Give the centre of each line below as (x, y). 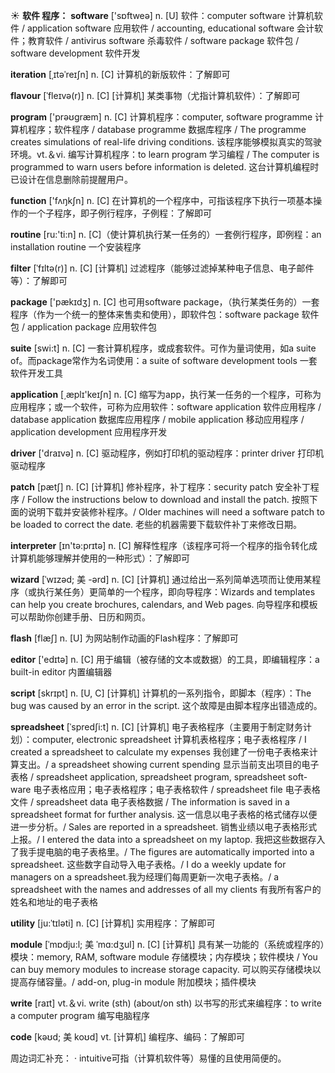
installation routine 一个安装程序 (76, 247)
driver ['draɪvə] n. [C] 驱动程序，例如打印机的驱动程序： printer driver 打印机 (167, 453)
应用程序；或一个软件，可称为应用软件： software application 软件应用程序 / (166, 407)
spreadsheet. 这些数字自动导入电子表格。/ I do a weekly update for (148, 864)
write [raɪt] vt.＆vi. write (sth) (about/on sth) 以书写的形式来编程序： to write (166, 1003)
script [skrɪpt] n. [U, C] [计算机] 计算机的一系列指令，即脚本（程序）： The (161, 693)
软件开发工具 (36, 373)
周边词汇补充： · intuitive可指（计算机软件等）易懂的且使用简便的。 (148, 1058)
